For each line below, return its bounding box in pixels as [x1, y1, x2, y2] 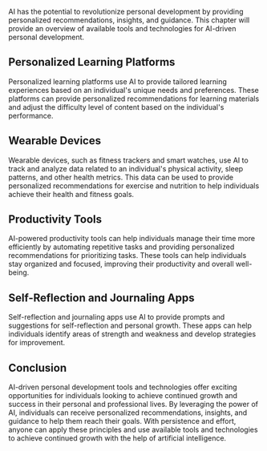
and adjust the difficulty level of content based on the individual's [8, 102, 225, 111]
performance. [8, 111, 54, 120]
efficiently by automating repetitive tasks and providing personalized [8, 242, 235, 252]
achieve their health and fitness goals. [8, 189, 135, 199]
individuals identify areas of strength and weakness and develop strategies [8, 329, 257, 339]
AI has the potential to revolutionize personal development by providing [8, 7, 244, 16]
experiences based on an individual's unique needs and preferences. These [8, 85, 259, 95]
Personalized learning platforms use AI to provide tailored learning [8, 76, 227, 87]
